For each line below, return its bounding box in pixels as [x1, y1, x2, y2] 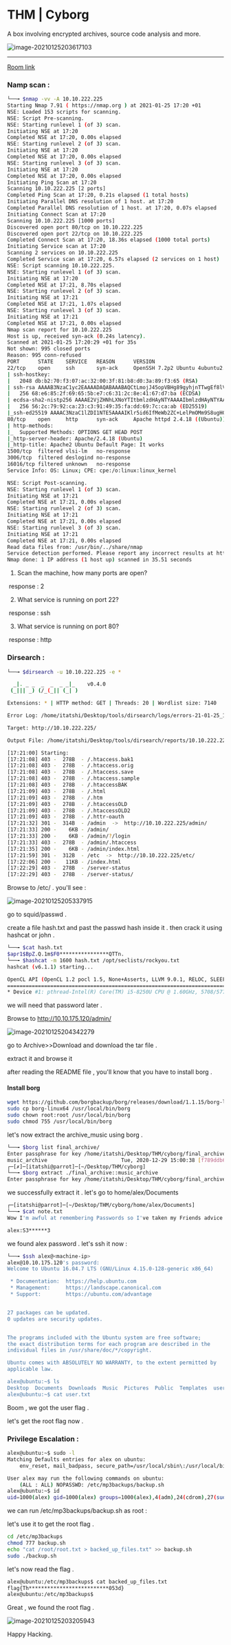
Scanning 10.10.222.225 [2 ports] [7, 185, 107, 192]
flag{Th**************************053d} [7, 1584, 125, 1591]
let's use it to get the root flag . [7, 1520, 94, 1529]
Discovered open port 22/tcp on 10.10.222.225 [7, 230, 143, 237]
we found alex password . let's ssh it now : [7, 1239, 128, 1248]
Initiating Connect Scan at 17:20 [7, 211, 107, 218]
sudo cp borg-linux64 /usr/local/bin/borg [7, 1106, 131, 1113]
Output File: [7, 737, 45, 744]
